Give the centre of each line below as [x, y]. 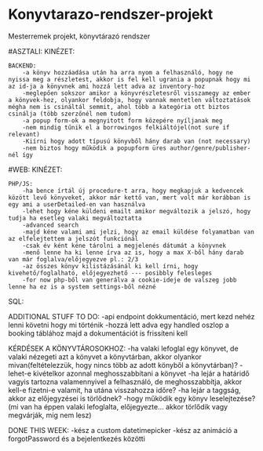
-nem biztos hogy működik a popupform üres [95, 148]
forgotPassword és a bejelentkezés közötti [77, 438]
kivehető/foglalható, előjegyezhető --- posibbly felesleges [110, 273]
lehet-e [20, 373]
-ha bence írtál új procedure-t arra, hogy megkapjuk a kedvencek [133, 191]
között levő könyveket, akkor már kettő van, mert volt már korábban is [130, 198]
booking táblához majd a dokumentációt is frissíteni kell [98, 333]
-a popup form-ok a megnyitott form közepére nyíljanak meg [122, 120]
